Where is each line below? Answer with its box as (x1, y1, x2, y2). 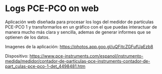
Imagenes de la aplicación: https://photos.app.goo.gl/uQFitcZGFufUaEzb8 (5, 44, 153, 49)
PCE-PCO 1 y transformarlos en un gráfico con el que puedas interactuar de (5, 24, 157, 30)
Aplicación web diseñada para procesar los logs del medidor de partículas (5, 19, 154, 25)
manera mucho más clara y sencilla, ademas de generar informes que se (5, 29, 151, 35)
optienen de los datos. (5, 34, 50, 40)
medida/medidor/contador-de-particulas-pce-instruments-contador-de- (5, 58, 150, 64)
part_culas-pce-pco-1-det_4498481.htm (5, 63, 86, 69)
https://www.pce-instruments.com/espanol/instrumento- (29, 53, 144, 59)
